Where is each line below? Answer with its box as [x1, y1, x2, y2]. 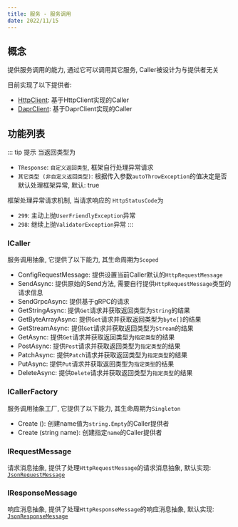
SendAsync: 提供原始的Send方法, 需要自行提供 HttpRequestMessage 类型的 [17, 280, 232, 288]
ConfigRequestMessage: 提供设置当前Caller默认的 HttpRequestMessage [17, 270, 223, 279]
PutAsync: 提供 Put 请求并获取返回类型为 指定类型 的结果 [17, 359, 175, 368]
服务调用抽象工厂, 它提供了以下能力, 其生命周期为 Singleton [7, 404, 181, 412]
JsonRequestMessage [7, 471, 66, 479]
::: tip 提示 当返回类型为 [7, 148, 76, 157]
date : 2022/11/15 [7, 17, 59, 24]
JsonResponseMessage [7, 513, 69, 521]
